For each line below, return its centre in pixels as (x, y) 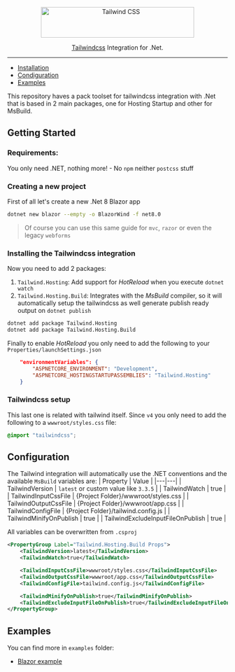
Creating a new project (47, 186)
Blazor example (40, 661)
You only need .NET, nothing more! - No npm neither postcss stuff (101, 168)
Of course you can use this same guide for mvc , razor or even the (118, 227)
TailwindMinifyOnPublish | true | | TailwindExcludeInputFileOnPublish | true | (117, 519)
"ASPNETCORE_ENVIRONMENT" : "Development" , (95, 369)
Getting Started (42, 133)
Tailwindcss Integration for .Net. (117, 48)
